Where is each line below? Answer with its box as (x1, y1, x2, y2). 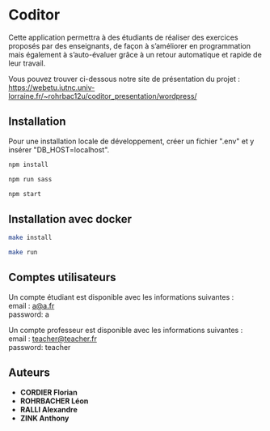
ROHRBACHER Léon (19, 395, 89, 406)
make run (8, 249, 38, 257)
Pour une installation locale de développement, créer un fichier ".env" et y (8, 136, 255, 146)
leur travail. (8, 58, 46, 68)
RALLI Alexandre (19, 404, 78, 414)
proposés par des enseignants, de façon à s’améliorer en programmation (8, 41, 251, 50)
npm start (8, 190, 42, 198)
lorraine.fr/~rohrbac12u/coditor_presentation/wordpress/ (8, 91, 197, 100)
